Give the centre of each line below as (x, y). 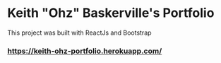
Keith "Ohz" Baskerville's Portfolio (111, 13)
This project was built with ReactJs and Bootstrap (79, 33)
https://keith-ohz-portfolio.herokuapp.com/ (85, 51)
